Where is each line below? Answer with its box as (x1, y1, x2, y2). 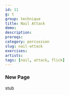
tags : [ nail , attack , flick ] (5, 58, 65, 63)
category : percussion (5, 39, 50, 44)
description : (5, 30, 32, 35)
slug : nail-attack (5, 44, 43, 49)
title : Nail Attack (5, 21, 45, 26)
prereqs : (5, 35, 23, 40)
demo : (5, 26, 16, 31)
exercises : (5, 48, 28, 53)
